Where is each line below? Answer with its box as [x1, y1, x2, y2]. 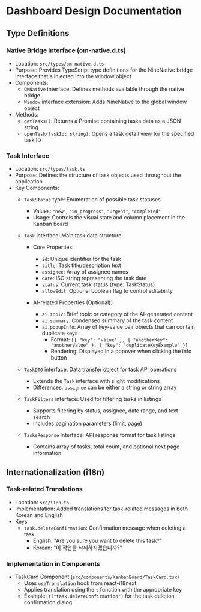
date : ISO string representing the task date [41, 275, 147, 282]
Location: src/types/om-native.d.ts [14, 60, 104, 67]
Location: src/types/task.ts [14, 165, 86, 173]
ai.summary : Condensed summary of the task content [41, 317, 173, 324]
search [32, 414, 50, 421]
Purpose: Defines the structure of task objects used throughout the [14, 171, 181, 179]
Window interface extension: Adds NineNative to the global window [23, 98, 187, 105]
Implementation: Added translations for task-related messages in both [14, 505, 188, 512]
